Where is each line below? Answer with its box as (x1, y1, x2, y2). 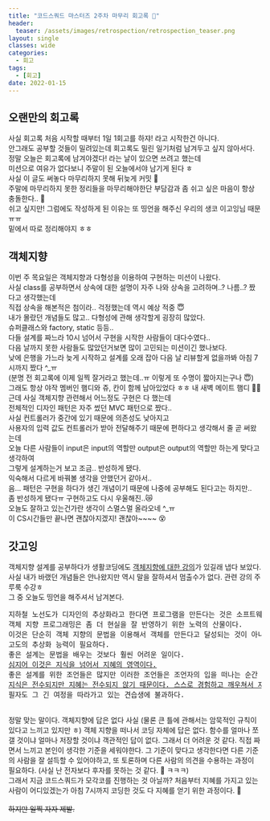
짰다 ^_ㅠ (29, 363, 58, 373)
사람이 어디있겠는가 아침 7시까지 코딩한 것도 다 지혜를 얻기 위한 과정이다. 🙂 (8, 785, 242, 795)
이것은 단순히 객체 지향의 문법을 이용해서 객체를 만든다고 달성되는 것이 (8, 630, 247, 639)
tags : (8, 64, 27, 72)
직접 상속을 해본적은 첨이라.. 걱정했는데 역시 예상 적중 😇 (8, 303, 185, 312)
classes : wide (8, 42, 56, 50)
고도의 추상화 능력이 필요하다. (8, 639, 110, 649)
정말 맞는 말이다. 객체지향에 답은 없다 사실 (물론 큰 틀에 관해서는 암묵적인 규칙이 (8, 715, 257, 725)
